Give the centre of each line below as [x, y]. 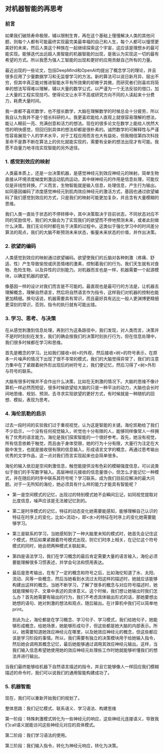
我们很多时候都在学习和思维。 [35, 342]
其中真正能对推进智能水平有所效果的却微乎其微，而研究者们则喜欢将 [86, 82]
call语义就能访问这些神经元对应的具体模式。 [53, 725]
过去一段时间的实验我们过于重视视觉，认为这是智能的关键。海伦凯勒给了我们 [82, 425]
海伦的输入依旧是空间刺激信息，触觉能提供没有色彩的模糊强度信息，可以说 [80, 466]
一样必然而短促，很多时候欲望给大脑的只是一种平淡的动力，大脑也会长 [84, 387]
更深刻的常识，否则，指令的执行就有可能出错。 [52, 305]
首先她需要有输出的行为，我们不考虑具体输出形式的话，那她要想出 [91, 597]
